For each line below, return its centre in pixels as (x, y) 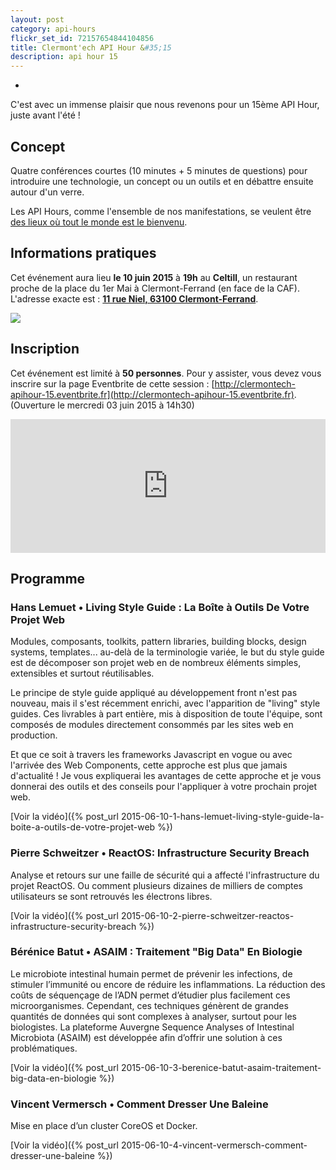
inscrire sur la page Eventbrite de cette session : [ (112, 383)
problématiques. (44, 1048)
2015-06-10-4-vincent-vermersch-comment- (214, 1145)
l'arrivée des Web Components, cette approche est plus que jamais (149, 765)
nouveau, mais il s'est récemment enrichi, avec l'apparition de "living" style (165, 703)
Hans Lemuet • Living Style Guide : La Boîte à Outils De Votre (160, 607)
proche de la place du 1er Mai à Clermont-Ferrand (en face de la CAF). (155, 288)
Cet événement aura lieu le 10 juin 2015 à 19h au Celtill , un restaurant (154, 277)
